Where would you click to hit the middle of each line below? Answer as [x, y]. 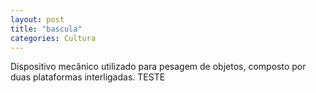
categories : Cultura [53, 38]
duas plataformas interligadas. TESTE [88, 77]
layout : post [37, 19]
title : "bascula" [46, 29]
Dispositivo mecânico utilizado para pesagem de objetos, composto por [158, 67]
